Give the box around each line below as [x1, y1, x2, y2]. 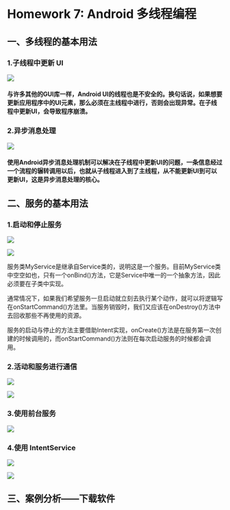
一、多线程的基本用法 [7, 36, 97, 47]
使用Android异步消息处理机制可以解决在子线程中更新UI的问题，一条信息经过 [7, 159, 222, 167]
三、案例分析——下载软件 [7, 493, 115, 505]
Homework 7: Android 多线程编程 [7, 6, 197, 22]
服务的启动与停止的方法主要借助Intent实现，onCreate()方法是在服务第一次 [7, 326, 216, 334]
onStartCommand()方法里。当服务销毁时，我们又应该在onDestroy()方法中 [12, 303, 221, 311]
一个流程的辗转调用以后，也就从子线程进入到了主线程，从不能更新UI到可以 [7, 167, 218, 175]
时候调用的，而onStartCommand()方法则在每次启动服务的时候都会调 [18, 334, 212, 343]
